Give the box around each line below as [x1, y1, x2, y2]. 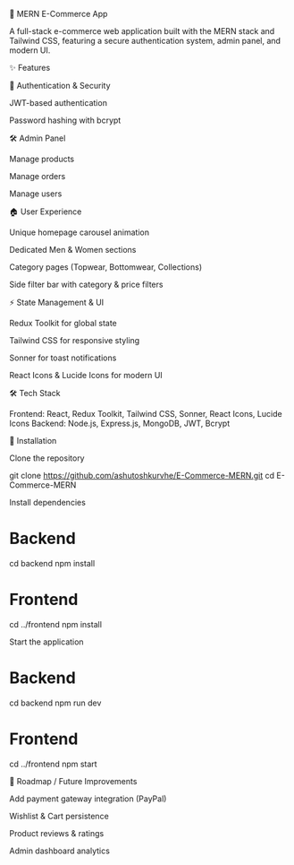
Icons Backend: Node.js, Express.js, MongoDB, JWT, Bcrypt [9, 418, 231, 428]
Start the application [9, 636, 84, 647]
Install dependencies [9, 497, 87, 507]
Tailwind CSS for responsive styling [9, 335, 140, 345]
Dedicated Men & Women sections [9, 245, 137, 255]
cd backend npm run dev [9, 697, 102, 708]
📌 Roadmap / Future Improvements [9, 775, 138, 786]
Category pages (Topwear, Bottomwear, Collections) [9, 262, 203, 272]
